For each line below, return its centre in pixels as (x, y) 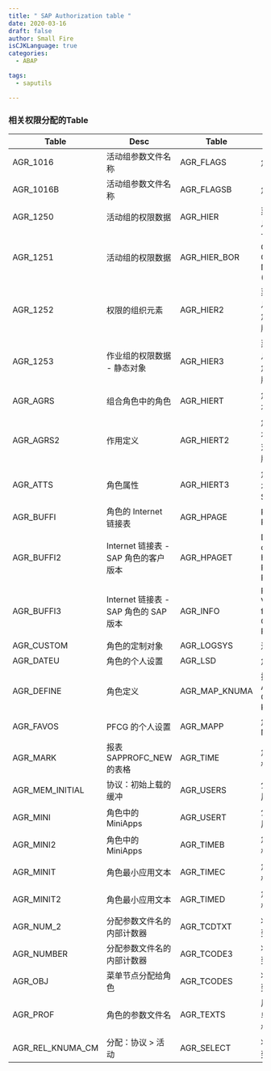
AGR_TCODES (206, 981)
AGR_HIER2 (202, 310)
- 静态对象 (126, 367)
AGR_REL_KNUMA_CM (56, 1048)
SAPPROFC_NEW (139, 757)
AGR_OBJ (31, 981)
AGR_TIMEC (203, 872)
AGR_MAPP (202, 726)
